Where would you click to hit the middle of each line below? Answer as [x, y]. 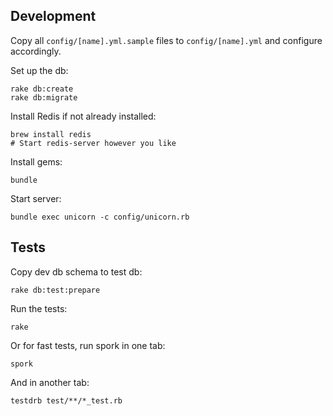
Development [53, 16]
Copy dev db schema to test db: [76, 271]
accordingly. [36, 51]
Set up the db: [39, 70]
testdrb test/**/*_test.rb [66, 400]
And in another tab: [50, 382]
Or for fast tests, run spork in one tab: [88, 345]
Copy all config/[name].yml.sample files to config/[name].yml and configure [166, 40]
